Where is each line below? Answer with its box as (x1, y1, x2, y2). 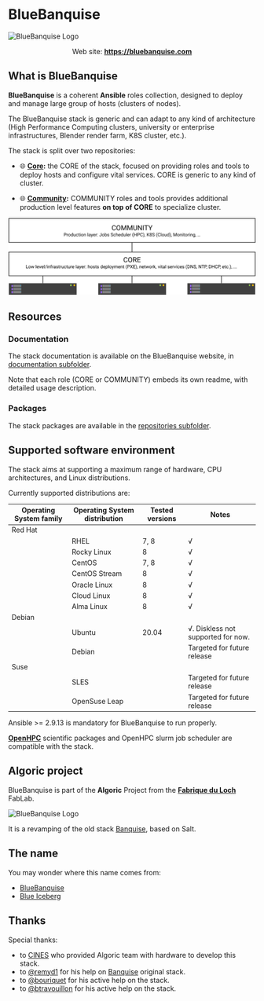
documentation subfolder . (8, 360, 92, 369)
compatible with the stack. (8, 742, 94, 751)
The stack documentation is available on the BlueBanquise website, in (8, 351, 234, 361)
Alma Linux (71, 602, 108, 611)
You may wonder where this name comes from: (8, 867, 161, 877)
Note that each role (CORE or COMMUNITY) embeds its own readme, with (8, 375, 248, 384)
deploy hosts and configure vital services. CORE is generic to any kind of (19, 170, 256, 179)
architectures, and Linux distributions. (8, 473, 131, 482)
